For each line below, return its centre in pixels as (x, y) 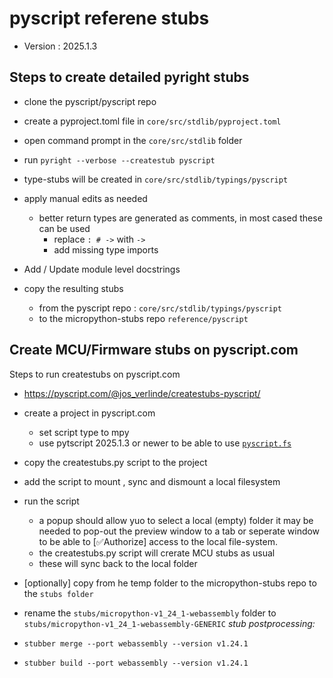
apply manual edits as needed (85, 198)
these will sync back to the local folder (118, 563)
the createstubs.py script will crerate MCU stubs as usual (157, 553)
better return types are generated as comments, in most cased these (180, 218)
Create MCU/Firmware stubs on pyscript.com (154, 350)
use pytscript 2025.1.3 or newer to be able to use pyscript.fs (165, 443)
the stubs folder (58, 593)
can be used (64, 228)
